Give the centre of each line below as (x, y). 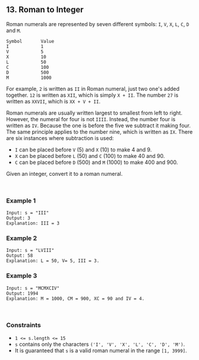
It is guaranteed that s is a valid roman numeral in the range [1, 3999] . (101, 350)
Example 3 (22, 276)
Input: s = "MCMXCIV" (33, 288)
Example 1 (21, 200)
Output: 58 (20, 256)
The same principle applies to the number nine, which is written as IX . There (99, 132)
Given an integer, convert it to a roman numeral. (64, 173)
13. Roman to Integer (45, 10)
